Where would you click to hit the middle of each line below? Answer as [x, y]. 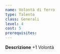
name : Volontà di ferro [30, 10]
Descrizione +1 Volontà [30, 47]
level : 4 [14, 24]
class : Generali [22, 19]
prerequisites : [21, 33]
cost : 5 [13, 28]
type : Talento [20, 14]
